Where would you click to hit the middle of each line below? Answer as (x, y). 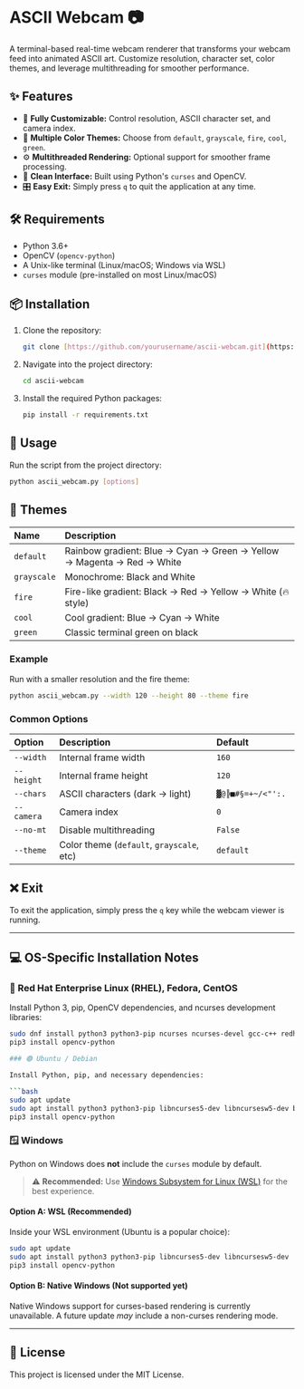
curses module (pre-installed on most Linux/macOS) (119, 275)
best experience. (63, 1191)
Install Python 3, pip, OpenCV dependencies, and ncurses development (142, 1008)
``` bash (24, 1091)
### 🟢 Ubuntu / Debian (53, 1059)
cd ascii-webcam (53, 381)
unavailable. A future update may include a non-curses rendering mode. (144, 1316)
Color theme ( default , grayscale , (129, 844)
